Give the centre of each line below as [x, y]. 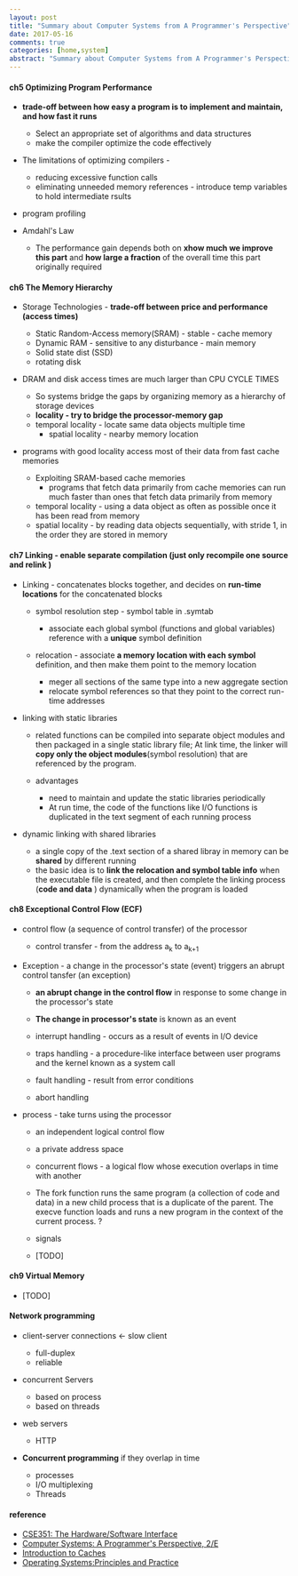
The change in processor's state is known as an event [136, 1019]
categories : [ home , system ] [59, 51]
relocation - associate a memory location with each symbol [145, 655]
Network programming [52, 1316]
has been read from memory [87, 516]
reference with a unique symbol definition [125, 637]
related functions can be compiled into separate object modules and [160, 735]
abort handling [62, 1097]
